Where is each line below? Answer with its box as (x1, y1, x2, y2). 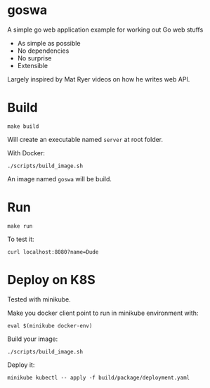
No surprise (17, 53, 52, 62)
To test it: (7, 235, 34, 243)
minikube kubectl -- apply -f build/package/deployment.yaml (7, 374, 190, 381)
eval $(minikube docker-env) (7, 322, 93, 329)
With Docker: (7, 148, 46, 157)
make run (7, 222, 33, 230)
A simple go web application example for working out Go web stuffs (7, 25, 204, 34)
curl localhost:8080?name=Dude (7, 248, 99, 255)
